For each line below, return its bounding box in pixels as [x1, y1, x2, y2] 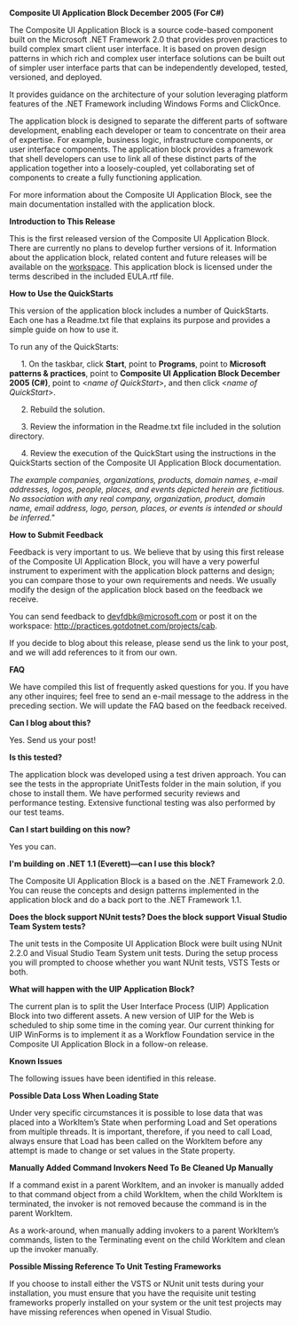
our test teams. [9, 807, 65, 817]
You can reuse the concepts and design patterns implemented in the [9, 885, 260, 896]
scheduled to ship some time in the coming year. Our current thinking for [9, 1020, 275, 1030]
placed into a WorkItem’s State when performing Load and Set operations [9, 1117, 278, 1127]
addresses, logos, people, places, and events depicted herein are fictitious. [9, 484, 286, 494]
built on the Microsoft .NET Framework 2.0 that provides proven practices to [9, 35, 288, 44]
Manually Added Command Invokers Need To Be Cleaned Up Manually [9, 1163, 273, 1172]
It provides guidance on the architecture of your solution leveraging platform [9, 89, 288, 99]
